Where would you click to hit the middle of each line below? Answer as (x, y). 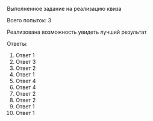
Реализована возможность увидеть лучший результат (77, 32)
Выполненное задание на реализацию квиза (64, 9)
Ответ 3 (26, 62)
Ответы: (17, 44)
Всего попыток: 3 (29, 20)
